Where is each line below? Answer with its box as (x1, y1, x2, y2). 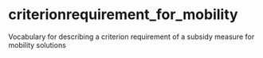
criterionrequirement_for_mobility (8, 6, 238, 24)
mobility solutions (8, 40, 66, 49)
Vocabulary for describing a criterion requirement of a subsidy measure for (8, 32, 255, 41)
